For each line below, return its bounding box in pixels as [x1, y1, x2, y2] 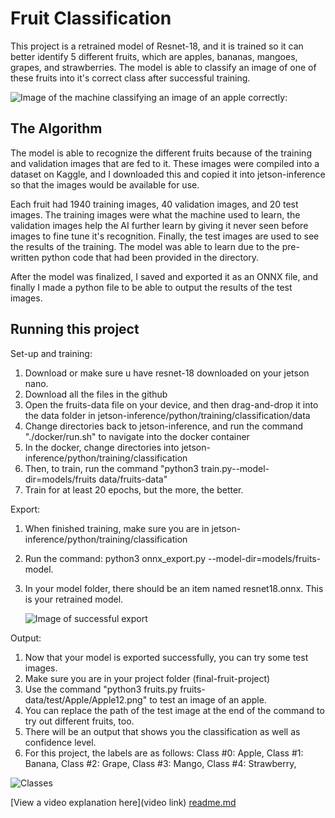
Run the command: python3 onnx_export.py [24, 552, 207, 564]
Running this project [10, 321, 140, 338]
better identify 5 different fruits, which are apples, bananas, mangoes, [10, 50, 298, 62]
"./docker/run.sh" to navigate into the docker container [24, 430, 250, 442]
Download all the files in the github [24, 388, 168, 400]
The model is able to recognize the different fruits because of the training [10, 147, 312, 159]
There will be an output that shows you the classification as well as [24, 725, 301, 737]
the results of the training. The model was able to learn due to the [10, 240, 280, 252]
